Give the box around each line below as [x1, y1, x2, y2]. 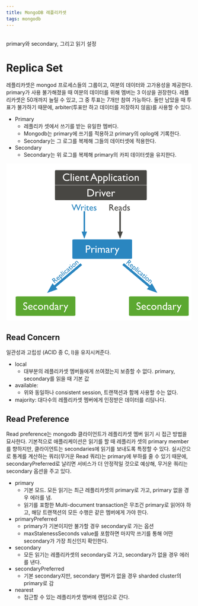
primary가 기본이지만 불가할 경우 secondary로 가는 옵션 [23, 523, 154, 530]
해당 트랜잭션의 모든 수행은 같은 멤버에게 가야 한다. [31, 509, 149, 516]
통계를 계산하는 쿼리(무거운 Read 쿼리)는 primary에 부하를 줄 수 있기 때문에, [12, 453, 188, 460]
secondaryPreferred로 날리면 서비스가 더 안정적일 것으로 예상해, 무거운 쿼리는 [6, 460, 188, 468]
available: [14, 382, 39, 389]
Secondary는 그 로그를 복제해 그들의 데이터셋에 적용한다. [23, 137, 157, 145]
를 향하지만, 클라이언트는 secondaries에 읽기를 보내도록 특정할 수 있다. [6, 446, 171, 453]
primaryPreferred [14, 516, 58, 523]
